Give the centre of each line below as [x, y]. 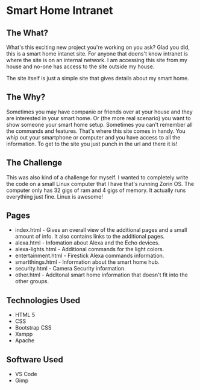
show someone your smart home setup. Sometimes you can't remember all [99, 124]
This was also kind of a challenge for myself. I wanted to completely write [97, 177]
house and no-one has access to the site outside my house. [80, 66]
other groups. [32, 281]
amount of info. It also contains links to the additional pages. [90, 237]
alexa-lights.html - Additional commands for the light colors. [89, 249]
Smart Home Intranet [60, 11]
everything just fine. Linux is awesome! [55, 196]
